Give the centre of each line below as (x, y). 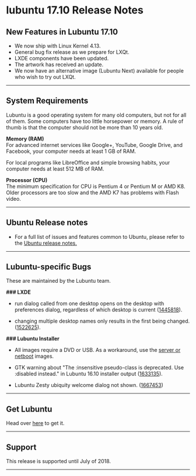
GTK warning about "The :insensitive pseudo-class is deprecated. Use (99, 368)
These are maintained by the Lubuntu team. (58, 281)
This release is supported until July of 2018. (59, 461)
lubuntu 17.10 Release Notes (75, 10)
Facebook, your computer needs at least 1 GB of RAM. (71, 151)
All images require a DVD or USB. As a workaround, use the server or (97, 350)
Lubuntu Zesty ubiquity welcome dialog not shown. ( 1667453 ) (89, 385)
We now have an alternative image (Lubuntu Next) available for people (99, 71)
